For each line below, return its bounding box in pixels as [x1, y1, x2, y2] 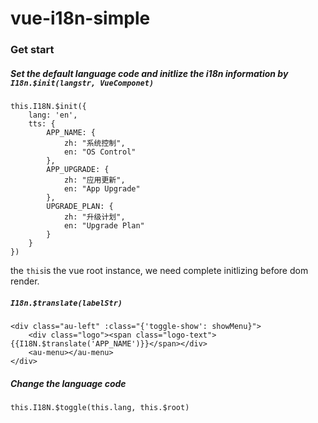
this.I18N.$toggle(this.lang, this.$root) [10, 403, 190, 413]
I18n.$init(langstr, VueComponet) [10, 78, 155, 88]
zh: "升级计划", [63, 212, 126, 222]
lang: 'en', [28, 110, 78, 121]
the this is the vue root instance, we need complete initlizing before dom [10, 265, 309, 277]
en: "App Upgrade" [63, 184, 141, 194]
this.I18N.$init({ [10, 102, 87, 112]
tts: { [28, 119, 56, 129]
